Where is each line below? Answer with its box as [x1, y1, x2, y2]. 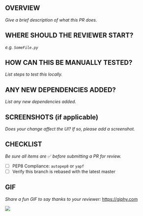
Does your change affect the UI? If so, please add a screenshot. [5, 126, 135, 132]
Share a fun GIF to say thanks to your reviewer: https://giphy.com [5, 196, 138, 202]
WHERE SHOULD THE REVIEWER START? [5, 31, 134, 40]
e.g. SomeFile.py [5, 44, 38, 50]
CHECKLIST [5, 140, 43, 149]
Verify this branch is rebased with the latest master [12, 168, 115, 174]
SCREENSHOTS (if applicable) [5, 113, 99, 121]
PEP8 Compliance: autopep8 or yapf [12, 163, 85, 169]
